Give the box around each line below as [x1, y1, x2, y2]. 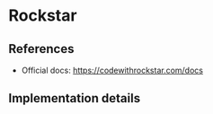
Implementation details [8, 91, 141, 106]
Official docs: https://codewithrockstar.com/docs [21, 65, 204, 75]
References [8, 41, 75, 57]
